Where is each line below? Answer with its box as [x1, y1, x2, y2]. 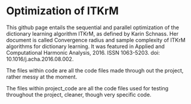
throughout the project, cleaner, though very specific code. [6, 91, 152, 98]
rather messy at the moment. [6, 73, 78, 80]
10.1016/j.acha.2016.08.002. [6, 55, 74, 62]
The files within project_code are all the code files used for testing [6, 84, 169, 92]
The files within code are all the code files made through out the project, [6, 67, 184, 74]
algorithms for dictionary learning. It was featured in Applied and [6, 43, 165, 50]
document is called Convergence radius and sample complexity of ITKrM [6, 36, 186, 43]
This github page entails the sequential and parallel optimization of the [6, 24, 179, 31]
